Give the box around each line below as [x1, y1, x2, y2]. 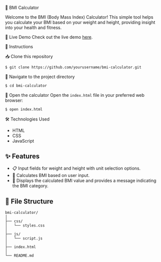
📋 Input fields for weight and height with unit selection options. [12, 165, 141, 172]
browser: [5, 97, 24, 103]
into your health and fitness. [5, 25, 62, 30]
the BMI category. [12, 183, 49, 189]
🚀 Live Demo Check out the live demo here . [5, 34, 93, 40]
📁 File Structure [5, 197, 54, 205]
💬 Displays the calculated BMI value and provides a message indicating [12, 177, 157, 184]
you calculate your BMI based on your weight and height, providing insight [5, 20, 156, 25]
